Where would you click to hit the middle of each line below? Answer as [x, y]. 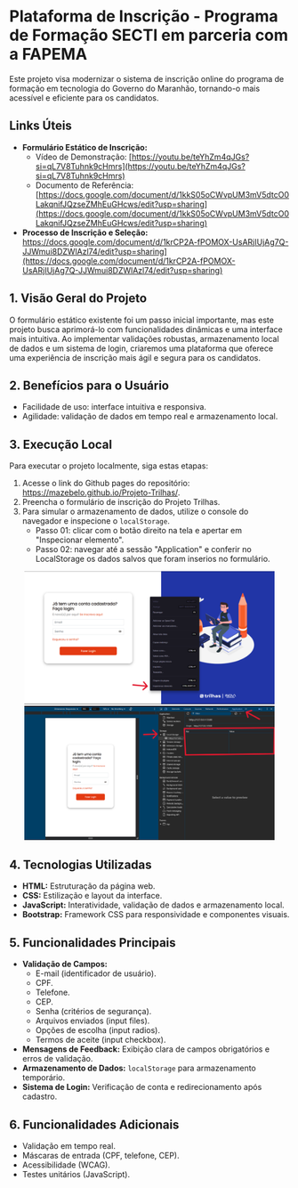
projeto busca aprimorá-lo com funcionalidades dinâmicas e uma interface [146, 329]
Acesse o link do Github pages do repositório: [106, 484]
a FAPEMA [48, 54]
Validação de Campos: [65, 964]
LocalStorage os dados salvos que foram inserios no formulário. [153, 559]
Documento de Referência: [85, 185]
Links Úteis [41, 126]
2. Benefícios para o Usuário [89, 385]
